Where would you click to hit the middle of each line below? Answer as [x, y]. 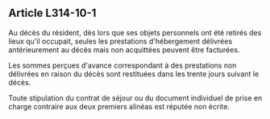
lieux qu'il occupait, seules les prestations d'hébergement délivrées [120, 41]
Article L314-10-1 [52, 13]
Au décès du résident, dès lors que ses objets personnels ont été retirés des [135, 32]
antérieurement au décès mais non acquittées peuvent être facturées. [124, 49]
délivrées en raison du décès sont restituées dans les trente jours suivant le [134, 74]
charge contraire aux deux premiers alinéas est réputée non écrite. [119, 106]
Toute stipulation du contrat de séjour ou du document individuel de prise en [135, 98]
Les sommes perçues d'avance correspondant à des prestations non [123, 65]
